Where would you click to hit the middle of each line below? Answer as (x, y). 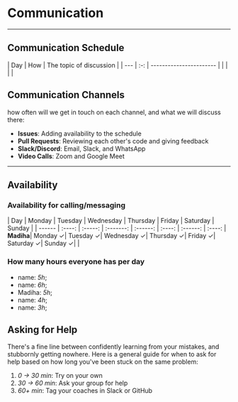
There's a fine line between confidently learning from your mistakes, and (113, 347)
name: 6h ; (32, 285)
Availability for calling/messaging (67, 205)
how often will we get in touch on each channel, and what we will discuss (114, 112)
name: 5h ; (32, 277)
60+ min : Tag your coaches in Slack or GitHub (85, 391)
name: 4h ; (32, 300)
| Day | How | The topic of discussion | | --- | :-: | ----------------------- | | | (118, 65)
